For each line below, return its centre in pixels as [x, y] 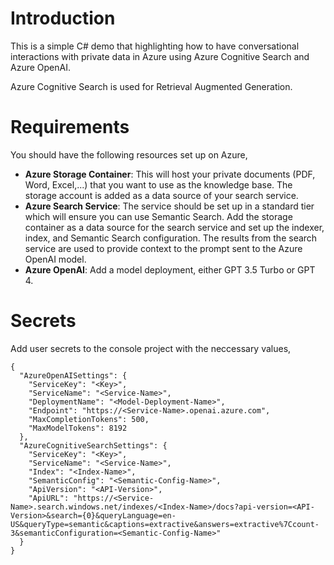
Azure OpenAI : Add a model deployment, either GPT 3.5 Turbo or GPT [170, 269]
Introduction [63, 18]
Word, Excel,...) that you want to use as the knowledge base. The [158, 184]
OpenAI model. [55, 259]
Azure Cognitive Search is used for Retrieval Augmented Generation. [151, 86]
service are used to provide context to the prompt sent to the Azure [163, 248]
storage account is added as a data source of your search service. [161, 195]
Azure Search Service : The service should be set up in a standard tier [169, 206]
